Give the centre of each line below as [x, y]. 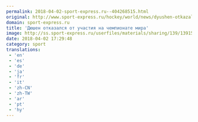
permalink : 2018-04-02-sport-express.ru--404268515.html [77, 11]
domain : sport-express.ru [38, 22]
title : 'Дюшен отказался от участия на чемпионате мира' [77, 28]
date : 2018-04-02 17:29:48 [39, 39]
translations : [24, 50]
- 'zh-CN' [21, 88]
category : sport [26, 45]
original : [18, 17]
